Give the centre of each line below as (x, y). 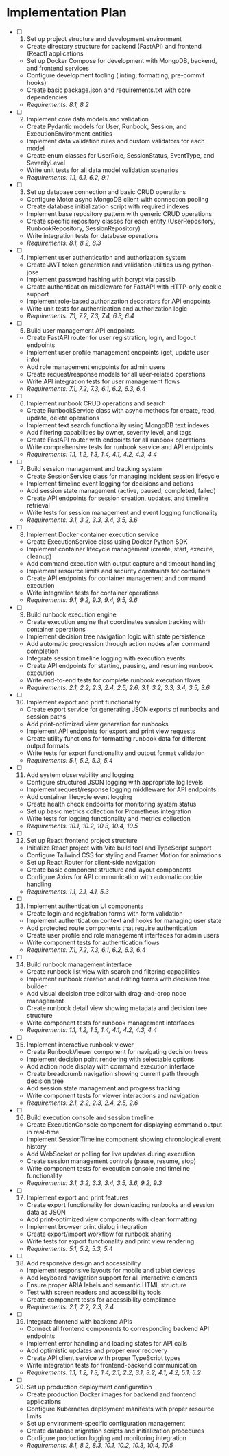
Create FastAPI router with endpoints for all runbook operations (116, 440)
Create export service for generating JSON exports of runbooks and (123, 709)
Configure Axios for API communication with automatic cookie (114, 876)
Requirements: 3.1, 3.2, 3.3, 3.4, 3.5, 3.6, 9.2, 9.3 (94, 1183)
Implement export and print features (77, 1197)
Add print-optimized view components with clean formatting (111, 1219)
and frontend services (58, 68)
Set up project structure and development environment (104, 38)
